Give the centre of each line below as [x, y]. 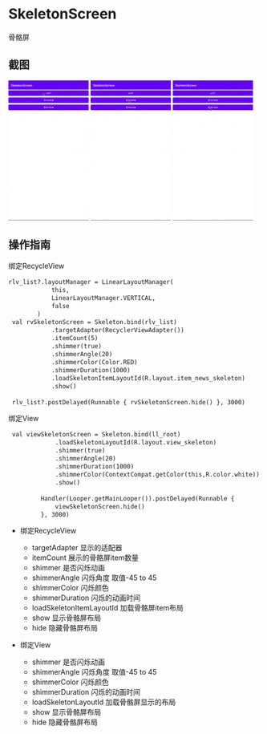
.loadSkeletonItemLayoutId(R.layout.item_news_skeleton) [148, 378]
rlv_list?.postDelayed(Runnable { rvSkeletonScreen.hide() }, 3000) [129, 402]
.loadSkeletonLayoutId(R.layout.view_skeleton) [136, 442]
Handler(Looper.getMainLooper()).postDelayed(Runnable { [138, 498]
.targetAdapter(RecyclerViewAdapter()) [117, 330]
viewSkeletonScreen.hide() [100, 506]
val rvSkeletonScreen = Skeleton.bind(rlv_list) [95, 322]
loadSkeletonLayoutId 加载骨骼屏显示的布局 [104, 702]
